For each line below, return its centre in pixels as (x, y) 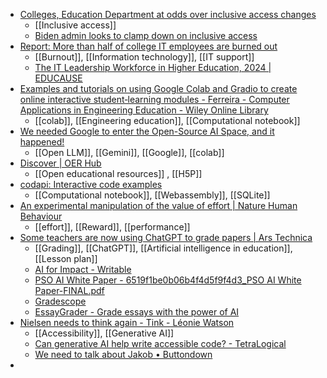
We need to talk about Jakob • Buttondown (123, 354)
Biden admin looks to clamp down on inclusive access (146, 35)
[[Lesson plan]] (66, 258)
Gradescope (60, 301)
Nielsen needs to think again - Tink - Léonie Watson (127, 322)
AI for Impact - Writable (83, 269)
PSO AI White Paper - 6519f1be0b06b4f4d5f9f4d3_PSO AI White (168, 280)
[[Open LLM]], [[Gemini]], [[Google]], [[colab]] (129, 152)
